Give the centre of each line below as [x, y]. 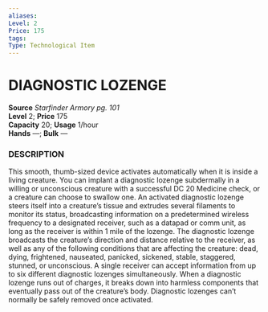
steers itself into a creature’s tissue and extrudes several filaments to [122, 206]
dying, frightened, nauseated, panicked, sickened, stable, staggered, [122, 257]
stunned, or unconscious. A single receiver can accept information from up [132, 265]
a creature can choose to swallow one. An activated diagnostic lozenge [126, 197]
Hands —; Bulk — [38, 133]
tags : [17, 38]
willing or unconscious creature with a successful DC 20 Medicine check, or [134, 189]
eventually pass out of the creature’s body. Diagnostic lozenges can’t [122, 291]
